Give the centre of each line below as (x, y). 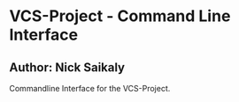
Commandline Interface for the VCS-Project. (90, 88)
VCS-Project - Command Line (120, 16)
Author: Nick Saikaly (67, 67)
